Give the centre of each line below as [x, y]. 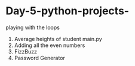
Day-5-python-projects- [67, 11]
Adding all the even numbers [50, 45]
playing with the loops [33, 27]
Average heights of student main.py [58, 39]
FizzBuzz [25, 51]
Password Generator [39, 58]
